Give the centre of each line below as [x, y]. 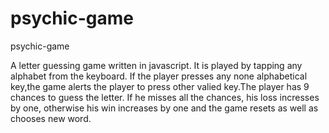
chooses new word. [51, 118]
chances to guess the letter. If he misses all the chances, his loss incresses [165, 97]
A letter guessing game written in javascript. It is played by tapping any [156, 65]
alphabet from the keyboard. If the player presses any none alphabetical [159, 76]
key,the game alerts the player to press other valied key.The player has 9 [160, 86]
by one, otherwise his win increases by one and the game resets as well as [164, 108]
